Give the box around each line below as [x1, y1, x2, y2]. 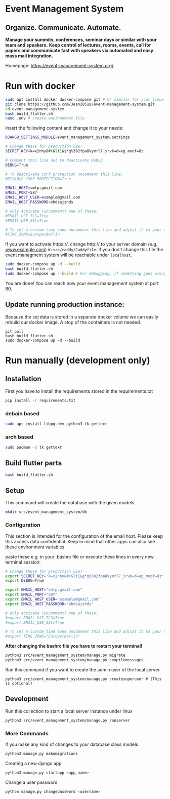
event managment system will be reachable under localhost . [5, 252, 133, 258]
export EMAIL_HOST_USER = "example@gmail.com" [5, 597, 101, 602]
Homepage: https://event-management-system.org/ [5, 63, 114, 68]
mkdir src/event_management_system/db [5, 509, 87, 514]
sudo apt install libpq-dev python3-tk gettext [5, 421, 108, 426]
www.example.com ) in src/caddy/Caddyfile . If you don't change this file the [5, 247, 163, 253]
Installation [5, 375, 41, 383]
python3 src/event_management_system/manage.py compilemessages [5, 658, 144, 663]
